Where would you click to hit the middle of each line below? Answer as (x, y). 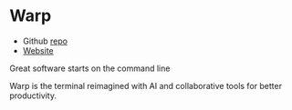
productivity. (33, 95)
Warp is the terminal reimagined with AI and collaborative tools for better (146, 85)
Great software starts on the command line (90, 68)
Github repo (45, 41)
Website (38, 50)
